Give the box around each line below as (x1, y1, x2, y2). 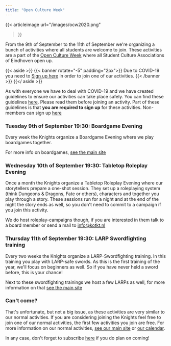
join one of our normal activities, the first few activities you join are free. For (5, 320, 164, 326)
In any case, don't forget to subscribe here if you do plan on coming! (5, 335, 150, 341)
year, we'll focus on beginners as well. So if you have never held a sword (5, 263, 158, 270)
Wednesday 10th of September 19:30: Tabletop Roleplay (5, 162, 148, 169)
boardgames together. (5, 139, 52, 145)
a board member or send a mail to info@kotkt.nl (5, 222, 106, 228)
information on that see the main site (5, 284, 83, 290)
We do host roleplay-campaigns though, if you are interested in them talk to (5, 217, 164, 223)
